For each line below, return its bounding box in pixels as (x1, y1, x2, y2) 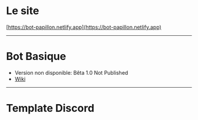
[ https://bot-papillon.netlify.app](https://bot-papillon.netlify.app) (6, 24, 162, 31)
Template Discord (6, 102, 95, 115)
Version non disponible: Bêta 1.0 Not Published (14, 69, 128, 76)
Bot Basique (6, 50, 67, 63)
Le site (6, 4, 39, 18)
